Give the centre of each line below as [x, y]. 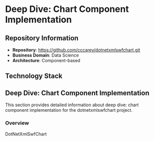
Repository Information [42, 38]
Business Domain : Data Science [45, 55]
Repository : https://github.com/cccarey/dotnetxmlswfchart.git [76, 50]
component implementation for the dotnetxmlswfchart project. [69, 110]
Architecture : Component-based [46, 60]
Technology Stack [34, 76]
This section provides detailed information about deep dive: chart [72, 105]
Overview [17, 123]
